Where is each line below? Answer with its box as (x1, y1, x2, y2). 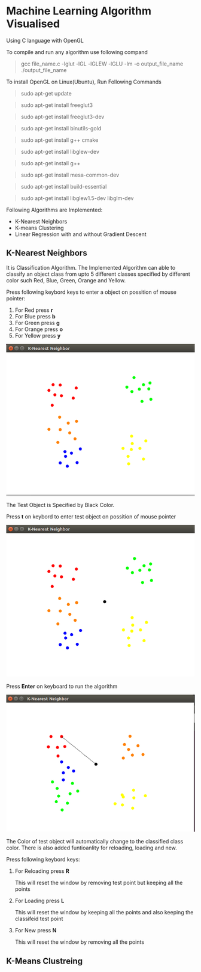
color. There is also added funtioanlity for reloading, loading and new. (6, 844, 178, 851)
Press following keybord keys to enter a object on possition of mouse (6, 288, 176, 296)
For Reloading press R (14, 867, 70, 875)
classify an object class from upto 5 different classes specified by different (6, 270, 190, 278)
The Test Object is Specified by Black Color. (6, 502, 115, 509)
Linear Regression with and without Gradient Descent (14, 230, 147, 238)
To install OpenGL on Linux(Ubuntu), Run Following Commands (6, 78, 162, 85)
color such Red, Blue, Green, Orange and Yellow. (6, 276, 126, 284)
